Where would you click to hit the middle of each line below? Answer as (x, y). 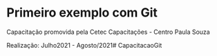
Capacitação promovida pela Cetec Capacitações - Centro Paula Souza (108, 32)
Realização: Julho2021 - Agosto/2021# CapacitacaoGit (84, 45)
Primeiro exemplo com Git (82, 13)
